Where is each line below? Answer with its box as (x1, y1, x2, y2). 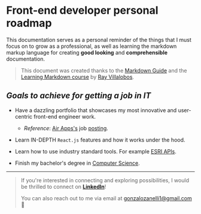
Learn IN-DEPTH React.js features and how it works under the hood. (14, 136, 185, 143)
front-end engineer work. (33, 113, 96, 120)
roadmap (6, 16, 52, 30)
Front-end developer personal (6, 4, 159, 17)
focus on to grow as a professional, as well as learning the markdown (6, 43, 177, 50)
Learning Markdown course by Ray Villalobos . (20, 73, 135, 80)
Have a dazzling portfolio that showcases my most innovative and (14, 106, 177, 114)
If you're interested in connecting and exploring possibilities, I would (20, 176, 190, 183)
